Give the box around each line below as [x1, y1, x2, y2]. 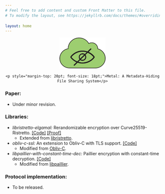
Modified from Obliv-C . [19, 145, 66, 151]
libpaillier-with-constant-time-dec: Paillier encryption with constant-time [12, 150, 160, 156]
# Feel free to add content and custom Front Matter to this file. [5, 8, 146, 13]
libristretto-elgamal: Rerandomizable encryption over [12, 124, 120, 130]
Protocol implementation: [5, 173, 67, 180]
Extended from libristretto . [19, 135, 73, 141]
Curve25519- [120, 124, 147, 130]
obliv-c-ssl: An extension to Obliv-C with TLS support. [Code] [12, 140, 137, 146]
